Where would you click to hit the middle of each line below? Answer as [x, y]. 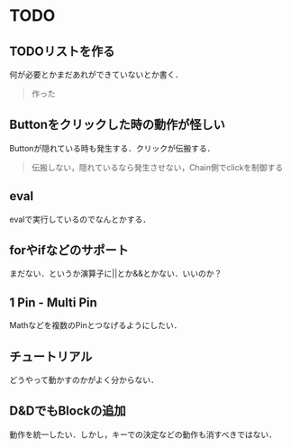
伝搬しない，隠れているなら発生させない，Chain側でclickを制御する [157, 167]
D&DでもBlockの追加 [68, 411]
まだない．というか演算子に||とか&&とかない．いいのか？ [116, 274]
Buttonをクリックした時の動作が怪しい [117, 125]
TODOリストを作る [62, 51]
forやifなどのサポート [69, 250]
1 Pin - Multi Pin [53, 302]
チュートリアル [51, 357]
